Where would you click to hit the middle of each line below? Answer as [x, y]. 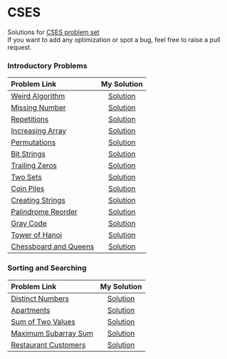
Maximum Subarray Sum [52, 333]
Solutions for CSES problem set [53, 32]
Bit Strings [28, 154]
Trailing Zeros [34, 166]
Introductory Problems [47, 66]
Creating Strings [38, 200]
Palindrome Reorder [44, 212]
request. [20, 47]
